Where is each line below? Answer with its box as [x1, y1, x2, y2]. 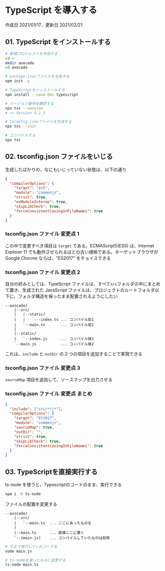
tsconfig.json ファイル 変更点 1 [5, 230, 79, 237]
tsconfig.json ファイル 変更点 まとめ [5, 390, 93, 397]
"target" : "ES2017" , [14, 416, 56, 421]
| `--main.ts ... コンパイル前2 [14, 323, 94, 328]
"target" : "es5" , [14, 185, 50, 191]
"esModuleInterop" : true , [14, 199, 68, 205]
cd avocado [5, 65, 28, 70]
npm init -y [5, 79, 30, 84]
